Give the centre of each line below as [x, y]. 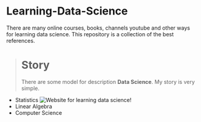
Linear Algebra [34, 106]
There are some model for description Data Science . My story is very [108, 82]
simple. [30, 88]
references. [21, 40]
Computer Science [39, 112]
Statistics [27, 100]
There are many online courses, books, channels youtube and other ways [98, 28]
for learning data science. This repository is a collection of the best [90, 34]
